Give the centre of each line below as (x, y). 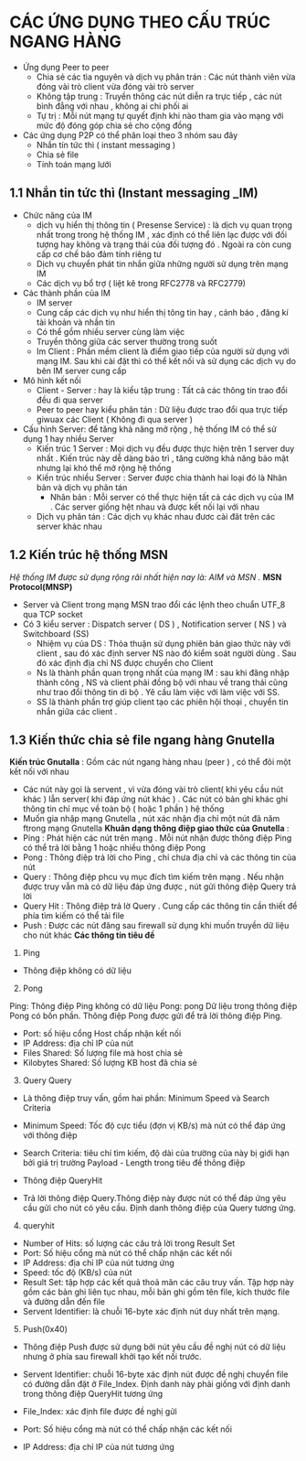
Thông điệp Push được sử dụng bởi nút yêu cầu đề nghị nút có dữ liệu (154, 1347)
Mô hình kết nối (52, 380)
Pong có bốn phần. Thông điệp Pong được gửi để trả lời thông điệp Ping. (146, 1016)
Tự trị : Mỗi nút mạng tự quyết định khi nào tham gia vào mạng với (160, 115)
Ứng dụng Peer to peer (66, 67)
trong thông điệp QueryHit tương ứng (93, 1394)
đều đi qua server (69, 400)
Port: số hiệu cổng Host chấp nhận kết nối (102, 1034)
